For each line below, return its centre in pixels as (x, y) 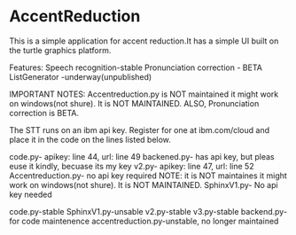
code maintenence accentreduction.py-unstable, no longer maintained (150, 221)
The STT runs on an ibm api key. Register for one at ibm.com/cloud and (140, 129)
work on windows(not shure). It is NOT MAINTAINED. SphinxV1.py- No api (144, 184)
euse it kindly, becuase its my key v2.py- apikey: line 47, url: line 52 (132, 166)
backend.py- (264, 211)
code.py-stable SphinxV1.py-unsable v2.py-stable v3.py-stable (124, 211)
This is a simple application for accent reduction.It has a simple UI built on (144, 41)
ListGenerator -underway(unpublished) (81, 76)
